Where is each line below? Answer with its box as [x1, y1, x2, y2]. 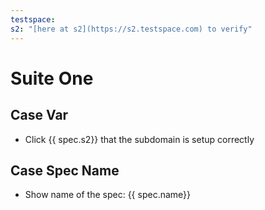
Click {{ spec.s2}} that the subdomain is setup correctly [24, 133, 255, 145]
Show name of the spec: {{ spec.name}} [24, 189, 192, 201]
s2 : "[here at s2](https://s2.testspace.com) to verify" [10, 24, 253, 34]
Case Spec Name [10, 162, 120, 179]
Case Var [10, 107, 69, 124]
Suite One [10, 67, 94, 90]
